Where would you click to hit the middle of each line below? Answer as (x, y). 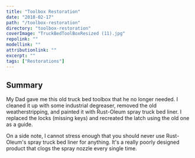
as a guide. (20, 124)
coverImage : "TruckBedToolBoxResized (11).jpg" (66, 34)
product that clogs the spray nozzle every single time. (71, 149)
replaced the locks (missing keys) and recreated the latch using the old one (98, 118)
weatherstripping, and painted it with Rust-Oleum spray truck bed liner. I (94, 112)
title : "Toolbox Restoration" (43, 12)
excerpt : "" (21, 56)
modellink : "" (24, 45)
